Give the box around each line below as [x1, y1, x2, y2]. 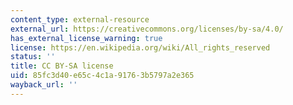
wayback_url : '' [10, 80, 78, 90]
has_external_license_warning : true [10, 33, 163, 43]
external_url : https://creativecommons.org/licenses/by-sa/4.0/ [10, 24, 284, 34]
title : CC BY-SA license [10, 61, 114, 71]
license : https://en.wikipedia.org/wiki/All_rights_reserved [10, 42, 271, 53]
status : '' [10, 52, 56, 62]
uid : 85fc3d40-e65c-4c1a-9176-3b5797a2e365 [10, 71, 195, 81]
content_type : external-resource [10, 14, 150, 25]
